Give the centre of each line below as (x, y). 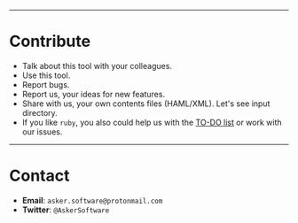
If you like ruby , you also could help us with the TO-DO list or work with (152, 122)
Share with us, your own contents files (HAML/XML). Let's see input (146, 104)
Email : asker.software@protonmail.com (92, 200)
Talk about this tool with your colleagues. (97, 65)
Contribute (50, 42)
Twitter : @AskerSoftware (66, 210)
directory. (39, 112)
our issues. (42, 131)
